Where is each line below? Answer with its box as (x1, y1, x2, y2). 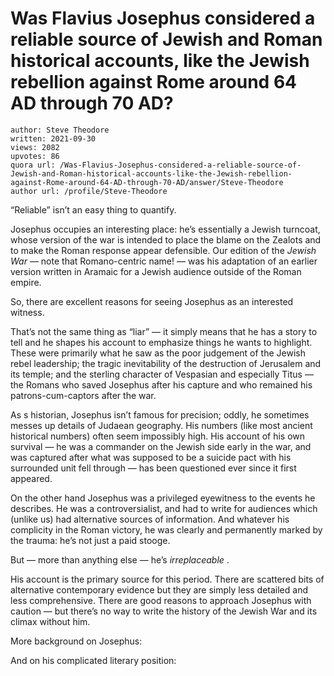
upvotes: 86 (10, 151, 60, 161)
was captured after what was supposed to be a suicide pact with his (10, 451, 292, 463)
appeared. (10, 472, 53, 484)
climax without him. (10, 615, 91, 627)
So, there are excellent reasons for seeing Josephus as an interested (10, 295, 294, 307)
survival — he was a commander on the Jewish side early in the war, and (10, 440, 312, 452)
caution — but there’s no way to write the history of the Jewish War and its (10, 605, 318, 617)
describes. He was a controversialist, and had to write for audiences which (10, 502, 318, 514)
